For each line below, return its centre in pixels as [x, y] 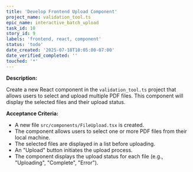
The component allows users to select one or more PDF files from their [101, 131]
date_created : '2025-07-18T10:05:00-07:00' [60, 50]
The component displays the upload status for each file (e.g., [89, 156]
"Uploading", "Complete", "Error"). [56, 163]
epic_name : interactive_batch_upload [53, 22]
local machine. [32, 137]
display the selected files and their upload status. [66, 102]
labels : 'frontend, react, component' [54, 39]
